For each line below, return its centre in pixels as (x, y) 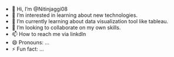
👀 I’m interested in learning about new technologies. (75, 15)
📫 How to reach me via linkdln (49, 34)
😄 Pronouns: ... (31, 42)
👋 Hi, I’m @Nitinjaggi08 (40, 9)
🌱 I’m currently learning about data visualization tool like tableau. (90, 21)
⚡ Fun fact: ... (28, 49)
